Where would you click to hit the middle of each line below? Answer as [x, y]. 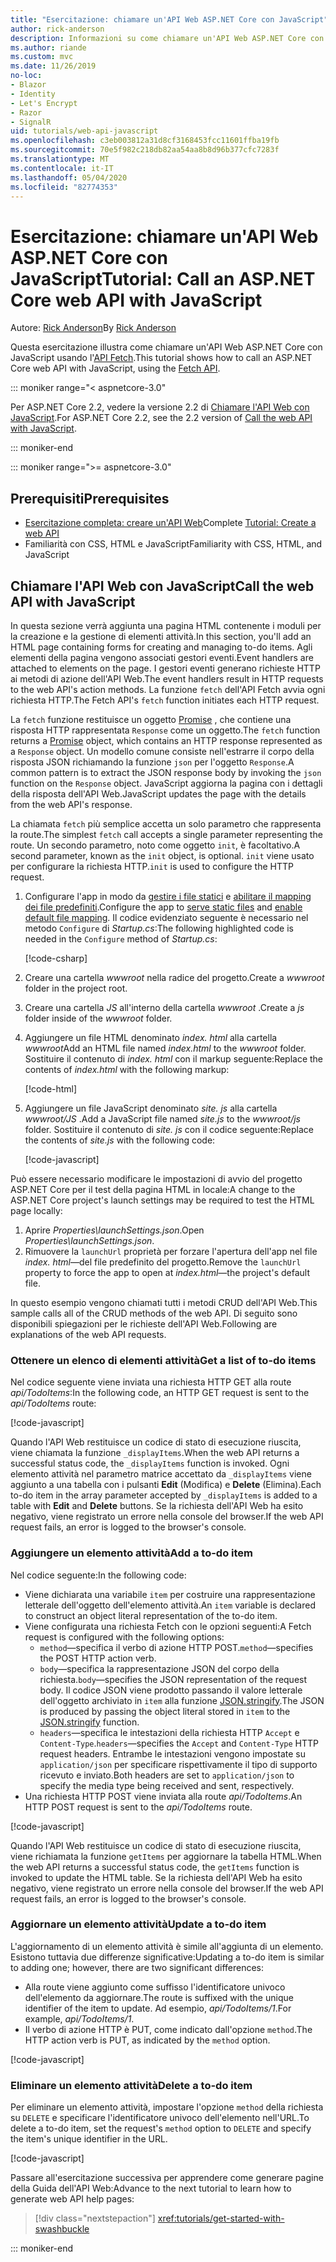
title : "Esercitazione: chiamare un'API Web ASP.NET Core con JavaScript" [169, 19]
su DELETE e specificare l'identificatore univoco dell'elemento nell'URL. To [160, 2118]
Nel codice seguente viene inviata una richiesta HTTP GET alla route [151, 1382]
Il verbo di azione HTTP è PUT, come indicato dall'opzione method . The [168, 2029]
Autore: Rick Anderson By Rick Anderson [93, 328]
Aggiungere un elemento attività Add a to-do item [131, 1553]
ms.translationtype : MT [60, 159]
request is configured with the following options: [124, 1637]
